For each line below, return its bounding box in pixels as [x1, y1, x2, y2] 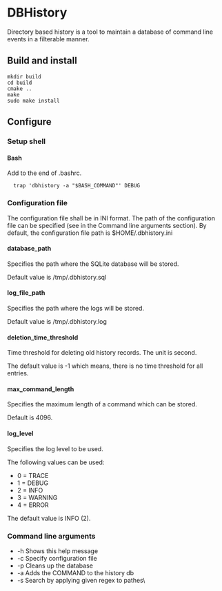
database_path [7, 245, 52, 253]
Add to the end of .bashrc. [7, 169, 82, 177]
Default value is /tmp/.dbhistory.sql [7, 273, 107, 281]
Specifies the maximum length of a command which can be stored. [7, 400, 198, 408]
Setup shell [7, 136, 46, 146]
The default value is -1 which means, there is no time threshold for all [7, 362, 203, 370]
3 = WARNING [17, 493, 58, 501]
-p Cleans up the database [17, 561, 93, 570]
